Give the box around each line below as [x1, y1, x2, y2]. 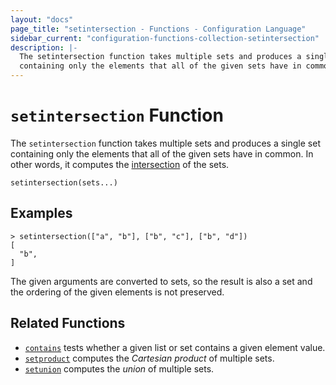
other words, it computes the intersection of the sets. [10, 158, 230, 170]
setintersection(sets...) [10, 177, 118, 188]
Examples [10, 205, 73, 222]
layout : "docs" [10, 14, 74, 25]
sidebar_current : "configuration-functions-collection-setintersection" [10, 33, 320, 43]
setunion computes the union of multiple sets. [24, 362, 215, 375]
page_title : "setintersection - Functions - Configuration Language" [10, 24, 307, 34]
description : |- [10, 42, 78, 53]
